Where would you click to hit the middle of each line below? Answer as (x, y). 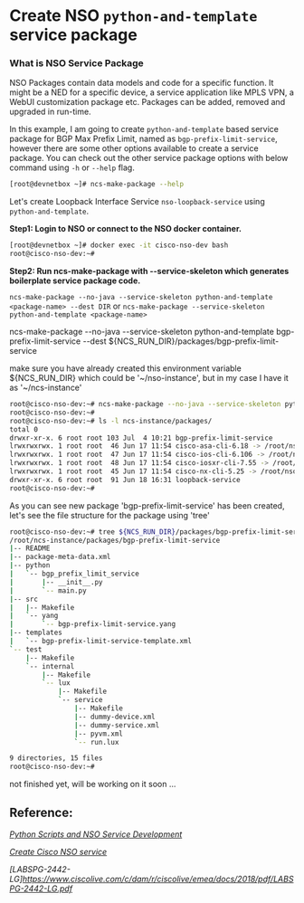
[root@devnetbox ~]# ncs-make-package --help (96, 185)
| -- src (24, 599)
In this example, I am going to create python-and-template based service (144, 129)
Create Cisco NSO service (58, 852)
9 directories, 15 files (56, 758)
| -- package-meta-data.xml (60, 557)
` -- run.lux (96, 742)
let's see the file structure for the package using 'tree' (109, 515)
